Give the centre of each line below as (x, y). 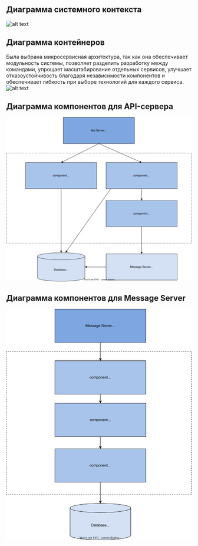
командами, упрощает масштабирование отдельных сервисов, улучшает (99, 69)
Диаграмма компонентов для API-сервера (90, 106)
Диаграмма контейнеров (55, 43)
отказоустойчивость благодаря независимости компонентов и (85, 75)
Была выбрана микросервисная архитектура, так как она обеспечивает (97, 57)
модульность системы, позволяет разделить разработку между (87, 63)
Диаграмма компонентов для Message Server (96, 298)
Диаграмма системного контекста (74, 10)
